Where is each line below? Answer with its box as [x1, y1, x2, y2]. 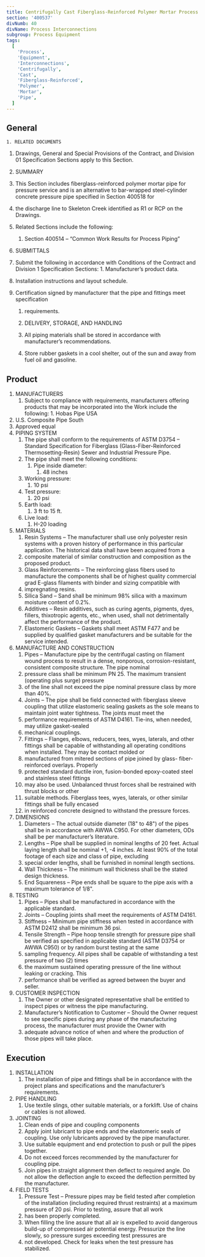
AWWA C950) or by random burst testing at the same [24, 944, 159, 951]
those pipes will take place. [24, 1035, 93, 1042]
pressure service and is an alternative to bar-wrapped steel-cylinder [15, 186, 188, 194]
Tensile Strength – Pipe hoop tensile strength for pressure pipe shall [24, 931, 196, 938]
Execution [6, 1052, 46, 1063]
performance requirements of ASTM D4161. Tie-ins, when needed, [24, 716, 192, 723]
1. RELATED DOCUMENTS [6, 139, 62, 145]
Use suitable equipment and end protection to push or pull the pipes [24, 1141, 196, 1148]
